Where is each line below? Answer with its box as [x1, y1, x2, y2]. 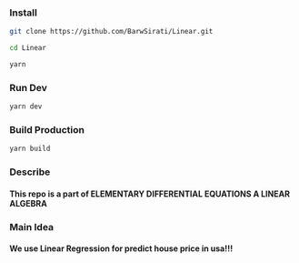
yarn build [9, 144, 51, 154]
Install [9, 6, 38, 19]
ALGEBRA [9, 197, 47, 208]
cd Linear [9, 44, 47, 53]
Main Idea [9, 220, 55, 233]
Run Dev [9, 81, 48, 94]
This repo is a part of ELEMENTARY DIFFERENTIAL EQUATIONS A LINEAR [9, 188, 291, 199]
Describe [9, 166, 51, 178]
